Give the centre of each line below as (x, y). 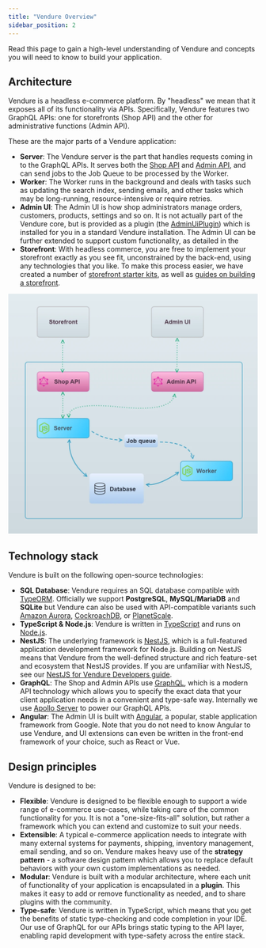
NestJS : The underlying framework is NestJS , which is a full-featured (133, 641)
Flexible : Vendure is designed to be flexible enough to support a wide (133, 801)
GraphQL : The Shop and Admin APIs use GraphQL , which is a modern (134, 683)
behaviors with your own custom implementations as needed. (120, 868)
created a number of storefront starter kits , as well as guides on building (137, 275)
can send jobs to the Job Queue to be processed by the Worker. (124, 173)
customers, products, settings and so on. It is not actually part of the (131, 216)
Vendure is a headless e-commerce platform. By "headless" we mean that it (132, 101)
